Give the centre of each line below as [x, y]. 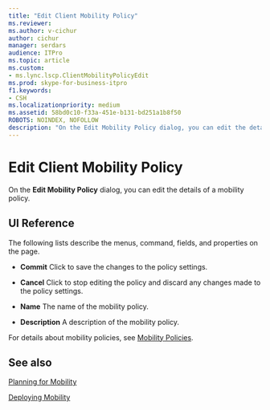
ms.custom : [27, 68]
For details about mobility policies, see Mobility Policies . [101, 337]
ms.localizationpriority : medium [64, 105]
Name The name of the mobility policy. [84, 306]
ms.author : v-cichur [43, 30]
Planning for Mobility [43, 382]
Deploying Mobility [39, 397]
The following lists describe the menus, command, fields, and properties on [133, 242]
